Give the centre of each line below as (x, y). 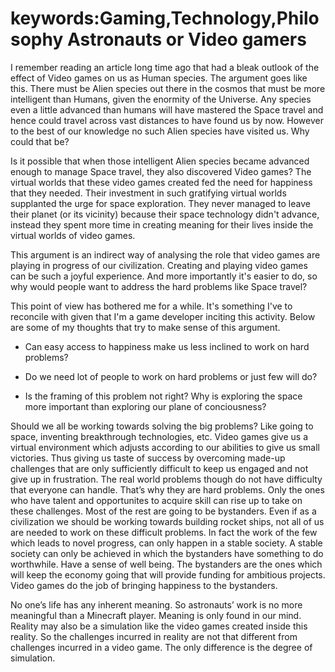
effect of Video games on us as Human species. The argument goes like (159, 78)
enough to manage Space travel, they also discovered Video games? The (161, 171)
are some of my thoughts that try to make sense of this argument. (145, 327)
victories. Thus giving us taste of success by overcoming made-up (148, 458)
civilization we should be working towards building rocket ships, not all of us (167, 521)
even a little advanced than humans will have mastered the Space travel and (167, 109)
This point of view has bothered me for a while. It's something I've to (151, 306)
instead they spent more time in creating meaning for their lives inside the (162, 224)
